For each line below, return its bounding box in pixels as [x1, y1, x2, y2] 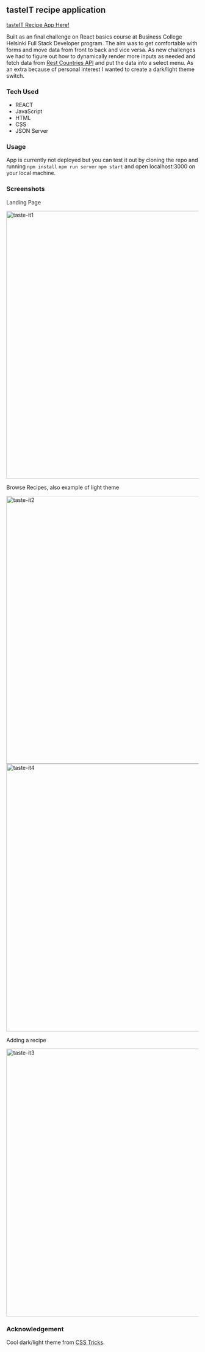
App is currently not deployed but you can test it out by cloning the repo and [6, 156, 198, 164]
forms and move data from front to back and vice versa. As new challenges [6, 46, 196, 53]
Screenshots [6, 185, 45, 193]
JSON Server [15, 127, 49, 135]
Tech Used [6, 87, 39, 95]
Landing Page [6, 198, 41, 206]
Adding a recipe [6, 1036, 47, 1044]
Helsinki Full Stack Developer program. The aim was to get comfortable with [6, 39, 198, 47]
